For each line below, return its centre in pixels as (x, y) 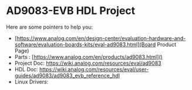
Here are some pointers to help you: (50, 27)
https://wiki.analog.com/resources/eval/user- (94, 69)
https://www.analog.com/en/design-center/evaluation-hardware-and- (101, 38)
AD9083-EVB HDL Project (71, 11)
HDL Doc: (26, 69)
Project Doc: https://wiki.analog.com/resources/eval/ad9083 (88, 63)
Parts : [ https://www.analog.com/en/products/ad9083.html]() (88, 57)
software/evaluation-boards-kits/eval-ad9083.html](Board (85, 44)
